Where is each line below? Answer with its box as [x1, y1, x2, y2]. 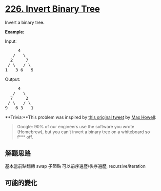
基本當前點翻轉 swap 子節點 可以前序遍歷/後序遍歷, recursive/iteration [5, 163, 146, 169]
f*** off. [17, 134, 33, 139]
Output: [5, 76, 20, 82]
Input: [5, 38, 17, 44]
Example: [5, 29, 25, 35]
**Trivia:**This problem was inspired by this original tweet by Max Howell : [5, 114, 157, 120]
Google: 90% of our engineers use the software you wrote [17, 123, 135, 129]
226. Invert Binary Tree [5, 3, 100, 15]
